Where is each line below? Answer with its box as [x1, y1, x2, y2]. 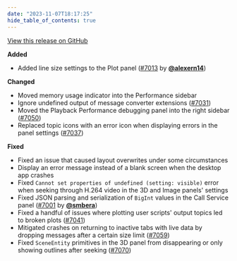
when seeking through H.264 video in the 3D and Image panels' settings [17, 186, 229, 194]
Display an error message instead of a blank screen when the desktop [17, 163, 221, 171]
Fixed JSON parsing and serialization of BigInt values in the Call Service [17, 193, 229, 202]
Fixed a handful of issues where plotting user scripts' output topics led [17, 208, 223, 217]
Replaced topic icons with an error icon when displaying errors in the [17, 121, 218, 129]
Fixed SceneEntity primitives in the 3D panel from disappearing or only [17, 238, 224, 247]
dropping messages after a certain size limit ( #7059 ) [17, 231, 171, 239]
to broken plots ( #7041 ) [17, 216, 86, 224]
